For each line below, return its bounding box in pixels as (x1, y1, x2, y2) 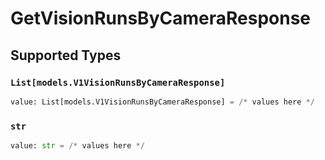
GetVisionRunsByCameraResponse (10, 7, 312, 30)
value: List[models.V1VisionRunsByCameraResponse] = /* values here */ (10, 97, 315, 107)
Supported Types (10, 47, 122, 64)
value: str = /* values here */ (10, 141, 145, 151)
